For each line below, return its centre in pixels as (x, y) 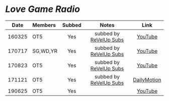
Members (44, 25)
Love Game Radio (43, 9)
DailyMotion (147, 79)
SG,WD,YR (45, 51)
